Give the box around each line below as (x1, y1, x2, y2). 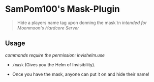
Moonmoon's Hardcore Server (17, 25, 79, 30)
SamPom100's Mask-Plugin (5, 3, 120, 15)
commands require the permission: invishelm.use (5, 52, 105, 58)
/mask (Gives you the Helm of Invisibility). (12, 61, 95, 67)
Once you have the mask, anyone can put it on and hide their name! (12, 71, 150, 77)
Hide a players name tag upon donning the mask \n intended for (17, 20, 147, 26)
